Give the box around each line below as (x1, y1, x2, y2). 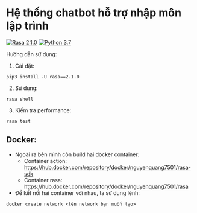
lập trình (6, 19, 49, 33)
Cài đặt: (14, 62, 35, 69)
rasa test (6, 118, 31, 124)
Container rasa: (23, 176, 63, 183)
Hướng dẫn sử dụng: (6, 50, 57, 57)
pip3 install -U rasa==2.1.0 (6, 74, 80, 80)
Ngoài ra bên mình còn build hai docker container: (14, 151, 140, 158)
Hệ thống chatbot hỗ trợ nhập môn (6, 6, 182, 20)
